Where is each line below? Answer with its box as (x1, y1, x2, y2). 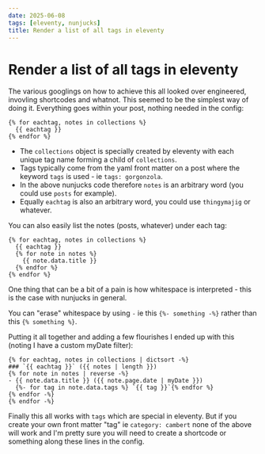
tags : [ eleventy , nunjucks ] (8, 19, 101, 27)
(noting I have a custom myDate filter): (8, 341, 134, 350)
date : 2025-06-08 (8, 11, 66, 20)
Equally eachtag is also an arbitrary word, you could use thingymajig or (19, 197, 251, 207)
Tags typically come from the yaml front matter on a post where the (19, 163, 240, 173)
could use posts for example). (19, 189, 117, 198)
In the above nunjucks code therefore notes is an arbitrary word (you (19, 180, 244, 190)
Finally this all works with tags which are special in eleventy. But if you (8, 411, 237, 421)
